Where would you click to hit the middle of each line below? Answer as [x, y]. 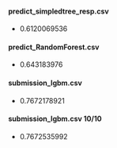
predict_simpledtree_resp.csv [58, 11]
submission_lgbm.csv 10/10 [55, 119]
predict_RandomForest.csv [54, 47]
